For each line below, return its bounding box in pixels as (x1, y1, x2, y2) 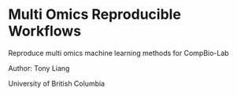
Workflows (8, 22, 81, 40)
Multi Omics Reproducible (8, 6, 181, 24)
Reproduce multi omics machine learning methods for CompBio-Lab (8, 48, 230, 57)
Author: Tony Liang (8, 63, 70, 72)
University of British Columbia (8, 79, 105, 88)
